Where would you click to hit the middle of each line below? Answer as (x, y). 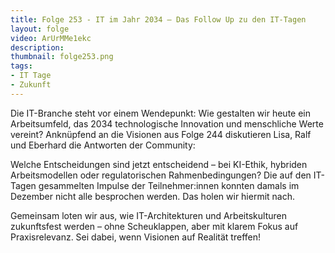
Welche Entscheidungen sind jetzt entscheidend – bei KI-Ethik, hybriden (159, 164)
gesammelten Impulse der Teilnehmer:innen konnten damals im (169, 185)
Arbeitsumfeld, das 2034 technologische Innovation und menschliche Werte (167, 123)
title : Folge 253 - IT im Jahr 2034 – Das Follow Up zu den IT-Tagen (158, 19)
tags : (21, 66)
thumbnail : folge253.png (62, 57)
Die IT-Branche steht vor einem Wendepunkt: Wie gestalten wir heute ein (161, 113)
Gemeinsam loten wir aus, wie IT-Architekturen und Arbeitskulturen (148, 215)
